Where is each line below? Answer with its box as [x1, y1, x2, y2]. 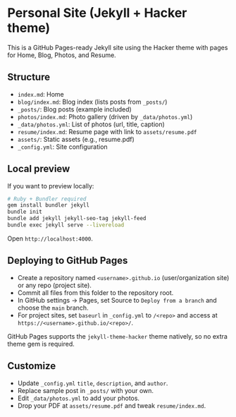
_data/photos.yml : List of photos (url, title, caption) [17, 120, 166, 128]
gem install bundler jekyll [7, 202, 90, 209]
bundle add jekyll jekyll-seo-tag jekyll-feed [7, 215, 147, 222]
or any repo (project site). [17, 281, 92, 289]
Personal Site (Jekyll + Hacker [7, 5, 187, 21]
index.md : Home [17, 90, 65, 98]
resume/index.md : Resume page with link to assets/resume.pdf [17, 127, 197, 135]
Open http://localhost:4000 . [7, 234, 94, 243]
